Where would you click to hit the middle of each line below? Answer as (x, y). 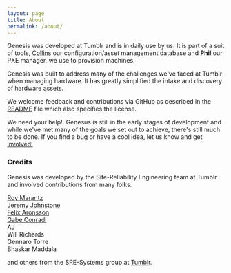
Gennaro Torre (28, 241)
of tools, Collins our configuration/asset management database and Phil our (115, 53)
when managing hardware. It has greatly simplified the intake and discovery (115, 81)
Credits (20, 162)
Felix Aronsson (28, 212)
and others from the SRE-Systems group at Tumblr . (80, 262)
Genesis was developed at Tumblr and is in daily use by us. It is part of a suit (116, 46)
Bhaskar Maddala (32, 249)
